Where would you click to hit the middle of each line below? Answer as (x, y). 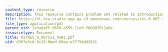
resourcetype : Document (30, 33)
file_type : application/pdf (34, 24)
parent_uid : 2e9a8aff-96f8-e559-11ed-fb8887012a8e (59, 28)
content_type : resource (30, 10)
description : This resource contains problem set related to (70, 14)
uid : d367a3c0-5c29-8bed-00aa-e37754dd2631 (51, 42)
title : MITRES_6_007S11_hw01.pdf (40, 38)
